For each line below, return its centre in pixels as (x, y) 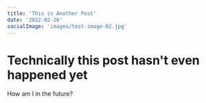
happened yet (47, 75)
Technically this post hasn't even (104, 60)
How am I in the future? (40, 94)
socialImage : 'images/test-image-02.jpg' (67, 26)
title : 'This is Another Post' (52, 13)
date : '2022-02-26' (35, 20)
